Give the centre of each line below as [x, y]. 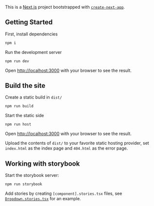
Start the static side [25, 116]
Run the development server [34, 52]
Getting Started [29, 22]
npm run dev [17, 61]
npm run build [19, 106]
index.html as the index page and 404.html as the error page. [67, 148]
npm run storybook [24, 184]
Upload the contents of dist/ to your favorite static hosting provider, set [77, 143]
